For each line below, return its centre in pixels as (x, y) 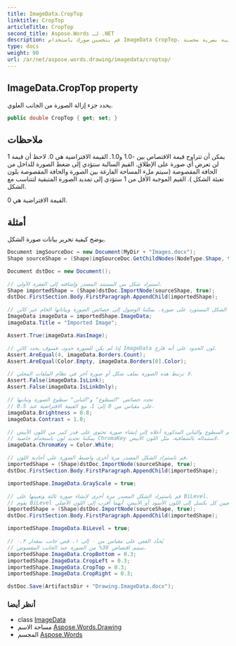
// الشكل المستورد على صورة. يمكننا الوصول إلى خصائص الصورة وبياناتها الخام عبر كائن (117, 310)
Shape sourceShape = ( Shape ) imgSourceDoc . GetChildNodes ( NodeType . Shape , (116, 258)
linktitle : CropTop (36, 20)
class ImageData (41, 620)
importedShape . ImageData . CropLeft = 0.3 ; (69, 561)
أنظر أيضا (21, 605)
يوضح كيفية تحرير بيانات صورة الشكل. (57, 239)
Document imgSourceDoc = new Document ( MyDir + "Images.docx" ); (102, 252)
